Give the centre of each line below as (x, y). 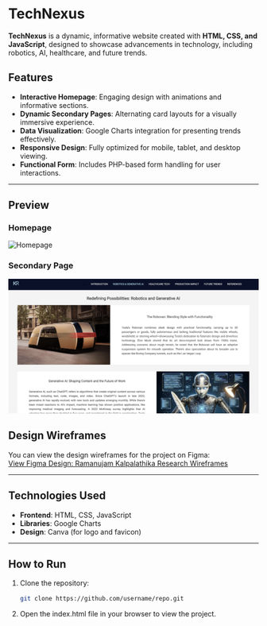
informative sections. (54, 105)
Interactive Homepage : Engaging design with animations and (120, 97)
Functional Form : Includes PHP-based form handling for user (120, 164)
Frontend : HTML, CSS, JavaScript (75, 515)
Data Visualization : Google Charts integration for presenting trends (130, 130)
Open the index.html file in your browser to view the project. (118, 614)
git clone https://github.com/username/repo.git (102, 599)
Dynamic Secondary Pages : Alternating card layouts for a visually (128, 114)
